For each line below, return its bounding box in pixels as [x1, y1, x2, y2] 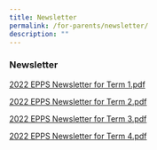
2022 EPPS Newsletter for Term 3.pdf [9, 113, 147, 124]
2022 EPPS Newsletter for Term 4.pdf [9, 130, 147, 141]
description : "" [9, 29, 69, 38]
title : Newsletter [9, 12, 77, 22]
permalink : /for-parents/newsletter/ [9, 21, 149, 30]
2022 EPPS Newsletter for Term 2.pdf [9, 96, 147, 107]
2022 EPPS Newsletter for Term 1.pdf [9, 79, 146, 90]
